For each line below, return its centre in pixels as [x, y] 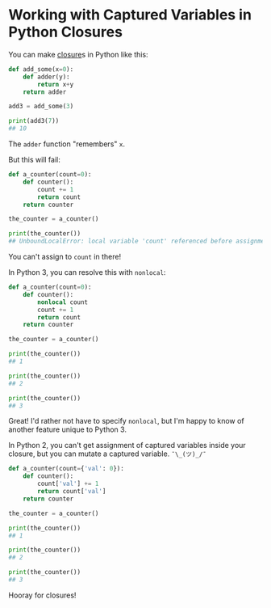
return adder [45, 92]
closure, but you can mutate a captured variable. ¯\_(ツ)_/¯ [108, 454]
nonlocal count [63, 302]
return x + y [56, 84]
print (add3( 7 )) [34, 121]
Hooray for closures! [42, 595]
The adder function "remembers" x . [67, 144]
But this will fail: [34, 160]
